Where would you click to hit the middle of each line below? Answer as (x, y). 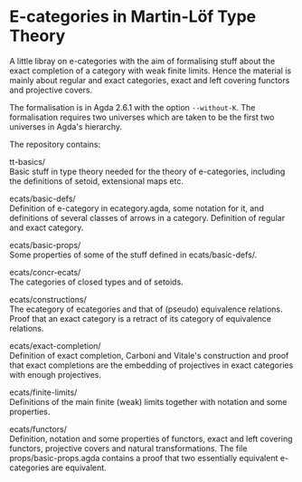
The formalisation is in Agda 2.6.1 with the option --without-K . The (132, 107)
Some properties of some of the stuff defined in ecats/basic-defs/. (133, 255)
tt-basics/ (28, 161)
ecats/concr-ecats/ (45, 272)
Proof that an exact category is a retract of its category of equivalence (140, 318)
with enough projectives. (56, 374)
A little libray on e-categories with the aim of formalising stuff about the (142, 61)
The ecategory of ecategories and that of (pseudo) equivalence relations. (146, 309)
